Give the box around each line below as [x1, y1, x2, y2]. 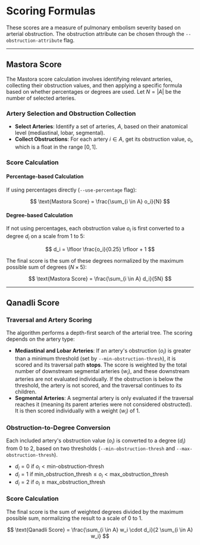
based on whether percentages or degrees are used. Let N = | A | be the [6, 88, 182, 95]
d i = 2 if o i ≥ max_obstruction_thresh [14, 478, 106, 487]
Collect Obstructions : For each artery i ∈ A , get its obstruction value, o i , [14, 136, 193, 144]
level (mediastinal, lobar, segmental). [14, 130, 105, 137]
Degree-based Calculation [6, 211, 73, 218]
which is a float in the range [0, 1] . [14, 143, 98, 150]
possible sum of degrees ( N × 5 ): [6, 263, 87, 270]
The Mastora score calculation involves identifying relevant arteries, [6, 75, 173, 82]
